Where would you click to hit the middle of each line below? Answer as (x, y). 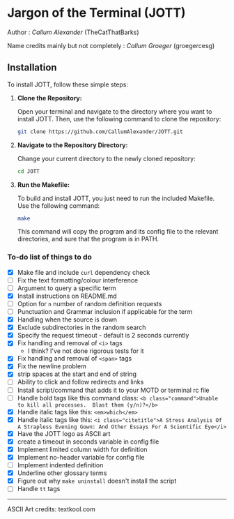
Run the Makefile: (43, 185)
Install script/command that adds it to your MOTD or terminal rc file (114, 390)
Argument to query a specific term (67, 288)
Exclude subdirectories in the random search (81, 328)
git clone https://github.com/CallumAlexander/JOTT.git (100, 131)
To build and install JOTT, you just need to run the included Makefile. (116, 198)
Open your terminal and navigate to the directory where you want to (115, 111)
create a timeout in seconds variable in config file (88, 442)
